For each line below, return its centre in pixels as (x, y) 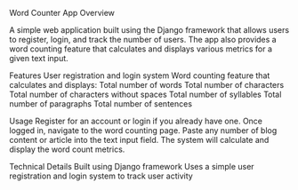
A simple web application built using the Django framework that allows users (149, 30)
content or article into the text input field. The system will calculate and (139, 140)
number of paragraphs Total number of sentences (101, 104)
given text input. (39, 58)
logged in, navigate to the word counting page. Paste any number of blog (143, 131)
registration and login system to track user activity (101, 176)
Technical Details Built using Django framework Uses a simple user (132, 166)
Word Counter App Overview (62, 13)
